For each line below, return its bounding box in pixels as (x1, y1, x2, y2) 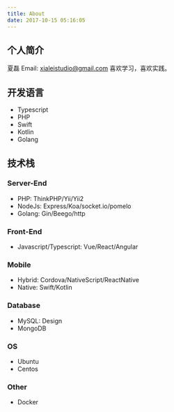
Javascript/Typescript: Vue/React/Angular (17, 242, 139, 251)
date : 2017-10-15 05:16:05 (7, 17, 86, 24)
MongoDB (17, 324, 47, 332)
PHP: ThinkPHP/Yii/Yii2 (17, 194, 84, 203)
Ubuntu (17, 358, 40, 365)
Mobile (7, 260, 31, 270)
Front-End (7, 226, 42, 236)
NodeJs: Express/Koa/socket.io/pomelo (17, 202, 132, 210)
